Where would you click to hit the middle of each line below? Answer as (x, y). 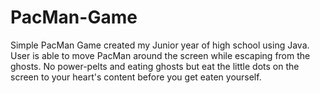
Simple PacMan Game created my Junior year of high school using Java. (160, 45)
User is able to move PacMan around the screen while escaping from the (160, 55)
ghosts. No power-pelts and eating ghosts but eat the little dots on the (155, 66)
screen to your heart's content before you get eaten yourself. (136, 77)
